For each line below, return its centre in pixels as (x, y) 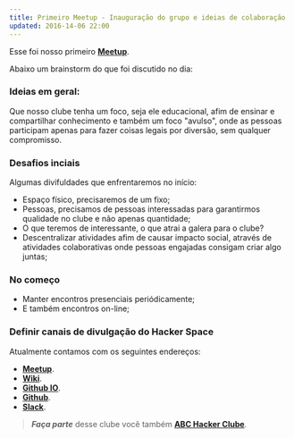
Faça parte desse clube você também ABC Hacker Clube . (139, 424)
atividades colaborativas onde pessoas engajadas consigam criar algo (151, 248)
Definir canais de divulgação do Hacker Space (112, 332)
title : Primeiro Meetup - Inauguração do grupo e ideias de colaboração (147, 17)
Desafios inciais (45, 163)
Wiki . (32, 378)
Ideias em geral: (45, 92)
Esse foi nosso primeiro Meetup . (69, 51)
